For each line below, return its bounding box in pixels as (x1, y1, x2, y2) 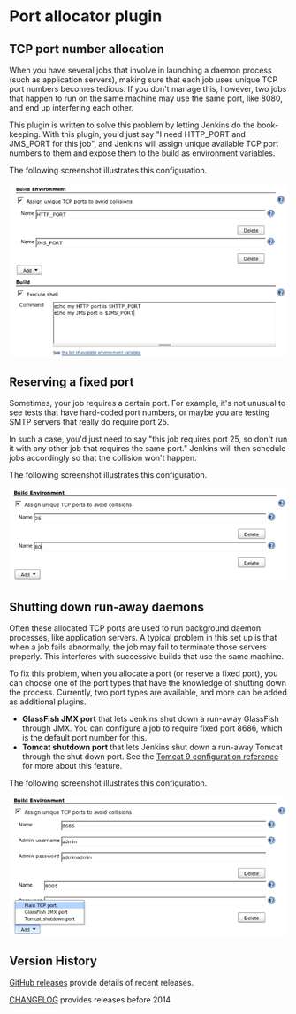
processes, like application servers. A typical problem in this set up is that (9, 633, 277, 643)
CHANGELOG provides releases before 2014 (9, 994, 171, 1005)
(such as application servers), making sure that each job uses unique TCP (9, 74, 278, 85)
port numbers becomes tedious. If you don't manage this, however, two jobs (9, 84, 287, 94)
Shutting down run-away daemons (9, 599, 205, 614)
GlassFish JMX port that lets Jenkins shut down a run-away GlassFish (21, 714, 280, 725)
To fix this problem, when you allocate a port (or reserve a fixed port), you (9, 668, 278, 679)
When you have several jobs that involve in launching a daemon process (9, 65, 272, 75)
